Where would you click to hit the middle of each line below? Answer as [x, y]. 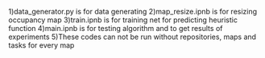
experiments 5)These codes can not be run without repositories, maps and [132, 37]
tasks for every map [41, 45]
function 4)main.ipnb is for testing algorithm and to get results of [116, 28]
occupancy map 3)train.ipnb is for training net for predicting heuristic [123, 20]
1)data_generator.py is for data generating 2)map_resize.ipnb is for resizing [133, 12]
